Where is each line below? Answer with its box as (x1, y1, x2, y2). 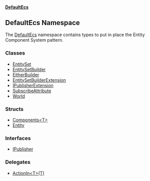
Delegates (5, 158, 31, 165)
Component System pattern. (5, 37, 63, 43)
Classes (5, 50, 25, 57)
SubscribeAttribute (12, 88, 51, 94)
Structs (5, 105, 24, 112)
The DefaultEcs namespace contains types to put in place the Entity (5, 32, 145, 38)
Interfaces (5, 134, 31, 141)
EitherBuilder (12, 72, 39, 78)
